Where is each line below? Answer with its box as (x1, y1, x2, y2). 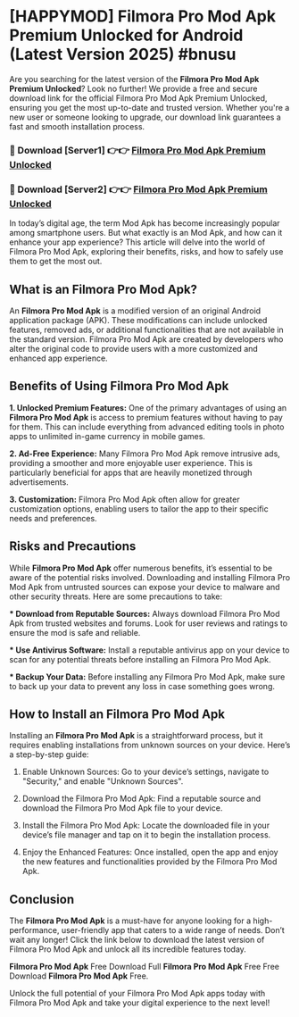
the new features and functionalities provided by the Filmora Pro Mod (21, 856, 278, 867)
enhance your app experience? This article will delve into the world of (9, 237, 266, 247)
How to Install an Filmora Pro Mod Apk (9, 706, 226, 721)
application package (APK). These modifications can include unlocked (9, 314, 268, 325)
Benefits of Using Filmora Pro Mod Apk (9, 379, 229, 394)
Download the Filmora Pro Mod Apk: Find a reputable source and (21, 793, 262, 804)
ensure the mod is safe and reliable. (9, 627, 141, 638)
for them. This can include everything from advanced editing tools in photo (9, 421, 285, 432)
